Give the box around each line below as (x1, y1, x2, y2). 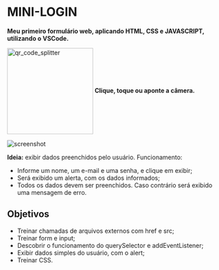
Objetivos (7, 208, 49, 220)
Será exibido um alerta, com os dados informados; (16, 174, 160, 182)
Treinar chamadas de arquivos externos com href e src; (16, 227, 174, 235)
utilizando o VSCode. (7, 34, 69, 42)
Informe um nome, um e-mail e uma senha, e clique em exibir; (16, 166, 193, 174)
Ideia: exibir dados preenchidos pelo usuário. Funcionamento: (7, 153, 183, 161)
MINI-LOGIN (7, 4, 78, 20)
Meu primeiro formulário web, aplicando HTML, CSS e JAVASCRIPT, (7, 27, 205, 35)
